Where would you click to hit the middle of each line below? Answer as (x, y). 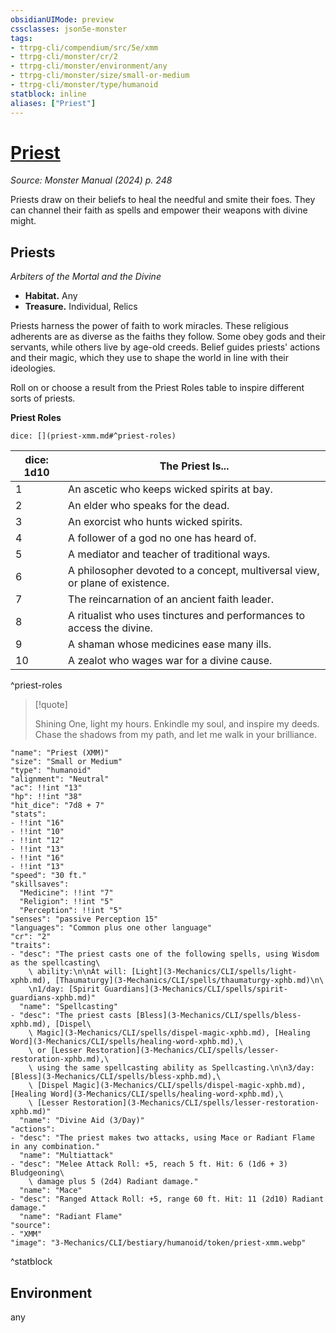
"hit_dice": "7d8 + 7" (57, 806)
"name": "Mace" (51, 1191)
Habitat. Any (51, 296)
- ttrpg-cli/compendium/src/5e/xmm (84, 47)
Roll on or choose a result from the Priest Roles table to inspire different (157, 388)
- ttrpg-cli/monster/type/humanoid (84, 85)
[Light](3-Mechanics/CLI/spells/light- (214, 972)
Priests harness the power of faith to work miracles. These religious (149, 326)
